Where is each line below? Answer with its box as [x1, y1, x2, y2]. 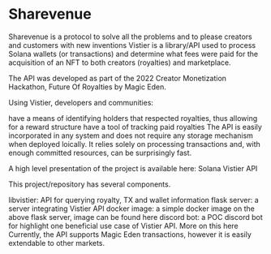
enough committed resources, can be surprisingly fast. [8, 148, 192, 157]
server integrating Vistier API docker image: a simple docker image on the [8, 204, 256, 213]
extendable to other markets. [8, 238, 105, 248]
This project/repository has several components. [8, 179, 171, 189]
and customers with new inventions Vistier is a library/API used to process [8, 40, 256, 50]
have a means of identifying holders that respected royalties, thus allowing [8, 113, 258, 123]
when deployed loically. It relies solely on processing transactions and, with [8, 139, 261, 149]
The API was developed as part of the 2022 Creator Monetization [8, 73, 227, 83]
